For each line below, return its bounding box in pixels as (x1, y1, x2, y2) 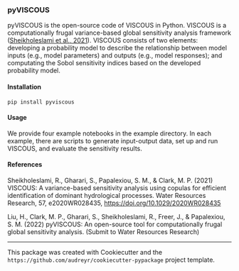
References (7, 160, 43, 169)
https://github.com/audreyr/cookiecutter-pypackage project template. (7, 255, 216, 264)
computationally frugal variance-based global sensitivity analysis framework (7, 28, 231, 37)
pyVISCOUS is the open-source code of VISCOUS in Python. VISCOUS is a (7, 21, 227, 30)
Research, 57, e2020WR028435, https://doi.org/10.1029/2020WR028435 (7, 199, 221, 207)
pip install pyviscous (7, 98, 75, 106)
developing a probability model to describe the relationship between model (7, 44, 228, 52)
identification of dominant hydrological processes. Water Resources (7, 191, 206, 199)
